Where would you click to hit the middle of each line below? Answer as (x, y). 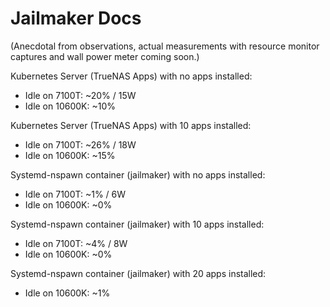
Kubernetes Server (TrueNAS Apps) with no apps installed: (131, 76)
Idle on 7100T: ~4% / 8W (76, 243)
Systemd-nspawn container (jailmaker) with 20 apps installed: (138, 273)
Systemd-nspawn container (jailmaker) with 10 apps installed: (137, 224)
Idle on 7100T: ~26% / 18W (80, 144)
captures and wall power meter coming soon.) (105, 56)
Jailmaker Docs (76, 18)
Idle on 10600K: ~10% (70, 106)
